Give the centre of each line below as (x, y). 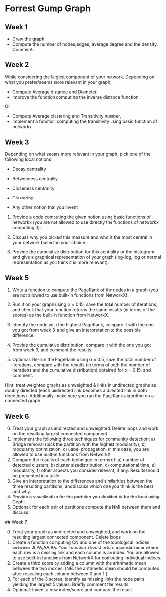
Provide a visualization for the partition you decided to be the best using (86, 497)
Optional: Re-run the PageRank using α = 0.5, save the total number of (84, 360)
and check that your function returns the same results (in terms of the (83, 310)
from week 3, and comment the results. (52, 350)
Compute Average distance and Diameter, (55, 92)
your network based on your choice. (49, 242)
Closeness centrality (33, 188)
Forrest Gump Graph (48, 9)
